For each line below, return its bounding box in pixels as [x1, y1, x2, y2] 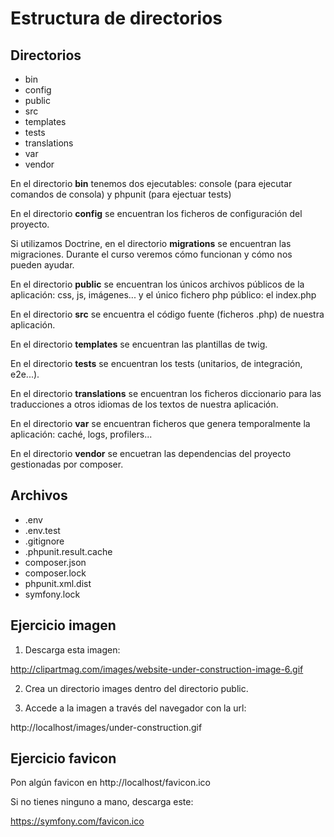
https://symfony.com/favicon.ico [10, 815, 145, 827]
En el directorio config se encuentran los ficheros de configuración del [10, 208, 303, 219]
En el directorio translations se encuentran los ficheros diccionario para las [10, 388, 322, 399]
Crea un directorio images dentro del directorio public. [24, 682, 249, 694]
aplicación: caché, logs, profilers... [10, 428, 153, 440]
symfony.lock [24, 588, 81, 600]
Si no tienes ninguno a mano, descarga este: [10, 796, 194, 808]
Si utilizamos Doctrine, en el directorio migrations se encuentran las [10, 238, 292, 249]
